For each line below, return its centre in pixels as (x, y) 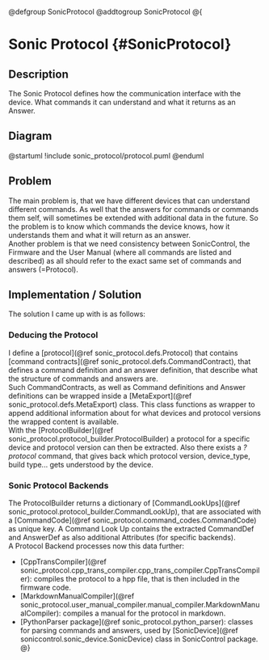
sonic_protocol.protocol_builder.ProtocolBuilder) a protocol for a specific (129, 438)
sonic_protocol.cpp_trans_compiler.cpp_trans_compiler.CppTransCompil (140, 570)
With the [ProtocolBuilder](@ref (61, 430)
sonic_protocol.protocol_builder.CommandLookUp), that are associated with (135, 512)
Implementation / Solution (75, 295)
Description (38, 74)
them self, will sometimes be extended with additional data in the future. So (133, 218)
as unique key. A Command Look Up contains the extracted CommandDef (131, 529)
